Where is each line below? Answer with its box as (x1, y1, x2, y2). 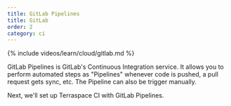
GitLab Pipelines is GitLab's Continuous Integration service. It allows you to (7, 62, 224, 71)
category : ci (7, 29, 46, 37)
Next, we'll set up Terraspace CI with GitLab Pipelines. (7, 91, 164, 100)
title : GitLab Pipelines (7, 10, 80, 18)
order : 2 (7, 23, 33, 30)
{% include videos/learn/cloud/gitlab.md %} (7, 49, 135, 58)
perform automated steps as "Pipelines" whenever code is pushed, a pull (7, 70, 219, 79)
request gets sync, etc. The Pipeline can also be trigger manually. (7, 78, 197, 86)
